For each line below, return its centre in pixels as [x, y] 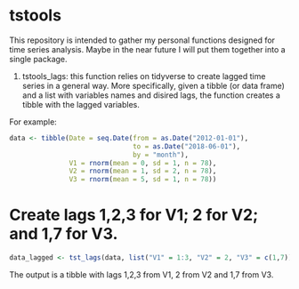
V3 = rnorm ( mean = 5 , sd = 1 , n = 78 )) [143, 180]
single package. [39, 59]
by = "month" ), [161, 155]
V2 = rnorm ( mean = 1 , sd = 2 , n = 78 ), [143, 171]
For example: [33, 122]
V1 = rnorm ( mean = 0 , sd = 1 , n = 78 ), [143, 163]
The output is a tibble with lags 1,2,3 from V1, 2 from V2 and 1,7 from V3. [141, 275]
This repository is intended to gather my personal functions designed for [142, 40]
